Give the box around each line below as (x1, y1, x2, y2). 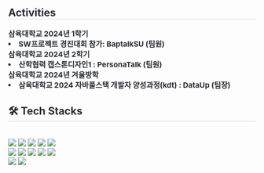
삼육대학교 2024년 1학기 (8, 28, 89, 38)
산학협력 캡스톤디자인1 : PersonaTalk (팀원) (18, 59, 163, 70)
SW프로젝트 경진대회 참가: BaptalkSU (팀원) (18, 38, 165, 49)
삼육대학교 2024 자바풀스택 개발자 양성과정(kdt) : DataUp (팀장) (18, 80, 231, 90)
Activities (8, 6, 57, 20)
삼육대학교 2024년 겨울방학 (8, 70, 100, 80)
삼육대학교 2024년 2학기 (8, 49, 90, 59)
